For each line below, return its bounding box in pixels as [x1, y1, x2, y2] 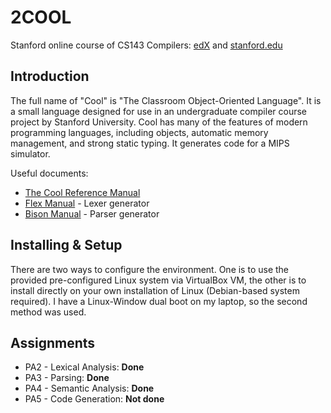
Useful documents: [10, 167, 89, 179]
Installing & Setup [10, 237, 123, 254]
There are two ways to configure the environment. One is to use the [10, 263, 290, 275]
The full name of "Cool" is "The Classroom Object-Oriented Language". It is [10, 94, 322, 106]
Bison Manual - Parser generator [24, 207, 160, 220]
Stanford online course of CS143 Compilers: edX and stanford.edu [10, 39, 283, 51]
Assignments [10, 334, 96, 351]
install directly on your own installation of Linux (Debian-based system [10, 284, 300, 296]
